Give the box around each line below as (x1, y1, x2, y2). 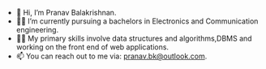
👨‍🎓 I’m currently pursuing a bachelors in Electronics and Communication (15, 16, 259, 26)
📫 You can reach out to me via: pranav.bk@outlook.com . (15, 51, 208, 61)
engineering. (15, 25, 59, 34)
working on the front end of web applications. (15, 42, 169, 52)
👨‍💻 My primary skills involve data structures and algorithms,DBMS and (15, 33, 253, 43)
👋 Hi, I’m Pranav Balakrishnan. (15, 8, 117, 17)
